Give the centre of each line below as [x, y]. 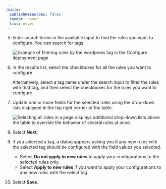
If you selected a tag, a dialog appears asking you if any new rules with [85, 142]
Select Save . [25, 182]
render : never [24, 19]
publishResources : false [35, 14]
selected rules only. [40, 162]
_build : [13, 10]
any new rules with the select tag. [54, 173]
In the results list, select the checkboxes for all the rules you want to [82, 67]
